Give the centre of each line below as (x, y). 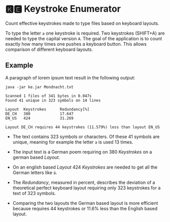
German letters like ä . (35, 172)
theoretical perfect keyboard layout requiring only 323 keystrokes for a (87, 188)
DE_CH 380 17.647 (39, 114)
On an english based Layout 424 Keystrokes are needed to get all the (85, 167)
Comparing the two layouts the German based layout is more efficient (85, 203)
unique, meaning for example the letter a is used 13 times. (73, 142)
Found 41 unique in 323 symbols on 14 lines (53, 100)
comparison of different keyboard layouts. (49, 49)
